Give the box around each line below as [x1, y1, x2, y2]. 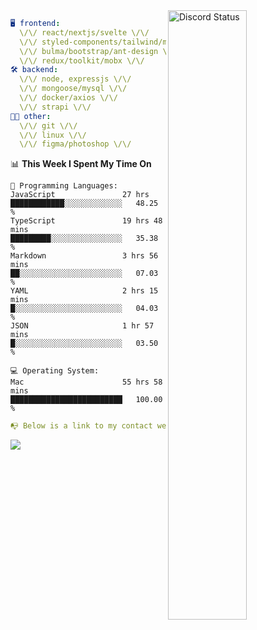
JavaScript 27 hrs [10, 190, 150, 200]
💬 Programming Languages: [10, 181, 118, 191]
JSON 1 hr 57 [10, 321, 155, 331]
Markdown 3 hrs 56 [10, 251, 159, 261]
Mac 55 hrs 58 [10, 377, 163, 388]
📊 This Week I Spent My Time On [10, 158, 152, 170]
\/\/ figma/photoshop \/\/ [19, 139, 132, 149]
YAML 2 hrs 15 [10, 286, 159, 296]
